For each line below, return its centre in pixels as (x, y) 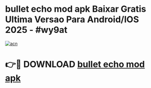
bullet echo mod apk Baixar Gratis (76, 9)
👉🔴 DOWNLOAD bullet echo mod (75, 64)
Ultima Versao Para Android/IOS (72, 19)
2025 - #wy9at (36, 30)
